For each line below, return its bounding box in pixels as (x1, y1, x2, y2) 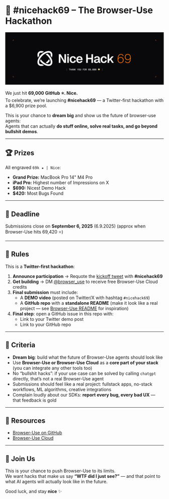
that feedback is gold (12, 397, 57, 403)
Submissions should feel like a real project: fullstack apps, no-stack (12, 381, 152, 387)
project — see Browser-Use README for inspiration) (20, 305, 129, 311)
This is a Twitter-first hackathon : (5, 263, 75, 269)
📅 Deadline (5, 209, 40, 218)
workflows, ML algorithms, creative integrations (12, 386, 112, 393)
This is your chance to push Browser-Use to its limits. (5, 468, 116, 474)
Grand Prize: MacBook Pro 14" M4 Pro (12, 174, 93, 181)
